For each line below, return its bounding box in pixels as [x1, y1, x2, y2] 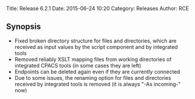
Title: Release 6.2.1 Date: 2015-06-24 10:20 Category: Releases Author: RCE [6, 5, 189, 12]
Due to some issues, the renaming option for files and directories [14, 74, 172, 81]
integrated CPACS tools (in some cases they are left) [14, 62, 142, 69]
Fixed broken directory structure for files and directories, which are [14, 37, 177, 44]
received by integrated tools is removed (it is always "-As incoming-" [14, 80, 181, 87]
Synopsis [6, 22, 41, 31]
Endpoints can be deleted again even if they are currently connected [14, 68, 180, 75]
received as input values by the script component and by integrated [14, 43, 178, 50]
